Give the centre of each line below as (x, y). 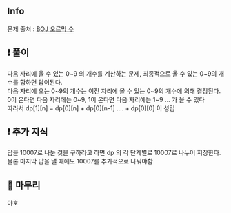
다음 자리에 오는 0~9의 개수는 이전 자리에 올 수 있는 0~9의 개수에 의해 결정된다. (114, 91)
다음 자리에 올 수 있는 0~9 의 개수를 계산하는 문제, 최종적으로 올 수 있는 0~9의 (112, 73)
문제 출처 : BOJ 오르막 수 (41, 29)
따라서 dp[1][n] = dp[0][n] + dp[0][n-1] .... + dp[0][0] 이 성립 (91, 108)
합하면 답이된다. (41, 82)
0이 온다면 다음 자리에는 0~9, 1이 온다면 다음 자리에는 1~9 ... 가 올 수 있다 (106, 99)
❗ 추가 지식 (28, 132)
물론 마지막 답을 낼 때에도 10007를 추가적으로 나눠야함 (80, 161)
